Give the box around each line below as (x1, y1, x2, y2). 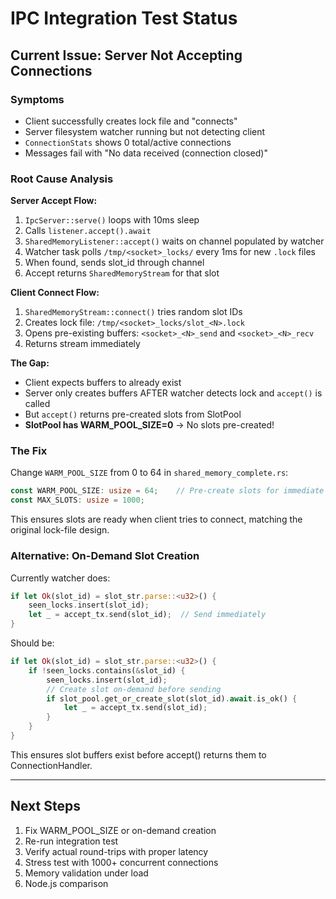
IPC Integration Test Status (10, 7, 238, 30)
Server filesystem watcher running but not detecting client (24, 125, 266, 137)
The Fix (10, 444, 48, 458)
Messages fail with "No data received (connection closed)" (24, 147, 268, 159)
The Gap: (10, 357, 50, 369)
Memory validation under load (24, 867, 149, 879)
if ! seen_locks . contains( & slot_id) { (28, 665, 186, 676)
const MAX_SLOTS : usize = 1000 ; (10, 495, 145, 506)
